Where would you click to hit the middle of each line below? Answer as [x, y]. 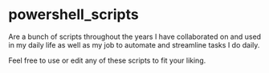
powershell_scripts [73, 15]
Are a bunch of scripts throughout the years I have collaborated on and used [135, 36]
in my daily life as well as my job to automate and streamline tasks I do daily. [134, 44]
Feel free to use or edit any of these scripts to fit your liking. [107, 60]
